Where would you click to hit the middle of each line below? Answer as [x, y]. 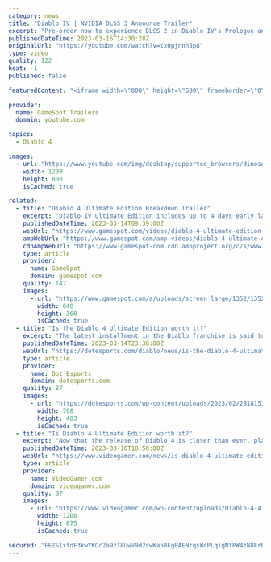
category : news [34, 16]
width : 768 [56, 411]
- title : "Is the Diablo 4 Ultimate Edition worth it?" [111, 329]
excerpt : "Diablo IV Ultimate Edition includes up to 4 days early [138, 216]
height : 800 [43, 179]
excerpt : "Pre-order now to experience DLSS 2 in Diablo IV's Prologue [131, 31]
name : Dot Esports [60, 373]
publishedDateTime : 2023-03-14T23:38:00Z [93, 343]
